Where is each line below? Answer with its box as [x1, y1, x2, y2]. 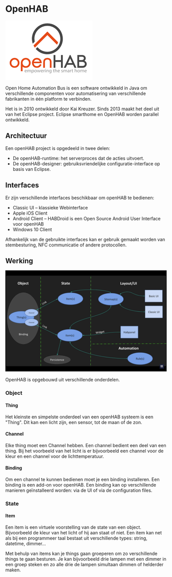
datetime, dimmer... [5, 541, 46, 547]
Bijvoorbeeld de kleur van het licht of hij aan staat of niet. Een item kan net [5, 530, 162, 536]
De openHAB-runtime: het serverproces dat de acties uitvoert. [12, 155, 144, 161]
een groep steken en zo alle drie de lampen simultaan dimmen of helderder [5, 562, 164, 568]
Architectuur [5, 131, 47, 140]
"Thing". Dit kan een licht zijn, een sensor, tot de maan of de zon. [5, 419, 142, 425]
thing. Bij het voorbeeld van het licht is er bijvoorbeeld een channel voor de [5, 448, 164, 454]
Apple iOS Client [12, 210, 48, 216]
